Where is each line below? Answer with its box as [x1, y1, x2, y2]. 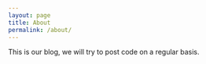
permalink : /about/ [8, 26, 72, 34]
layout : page [8, 11, 51, 20]
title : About [8, 19, 51, 27]
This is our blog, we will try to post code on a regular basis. [8, 48, 200, 57]
